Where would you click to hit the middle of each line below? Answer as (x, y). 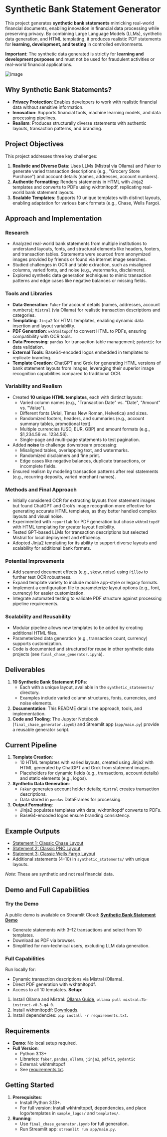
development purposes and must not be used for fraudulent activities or (80, 59)
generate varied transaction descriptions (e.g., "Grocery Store (76, 171)
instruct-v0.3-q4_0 (33, 1005)
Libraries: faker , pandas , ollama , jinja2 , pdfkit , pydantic (78, 1059)
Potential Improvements (35, 561)
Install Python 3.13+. (40, 1102)
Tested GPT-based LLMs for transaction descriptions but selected (80, 532)
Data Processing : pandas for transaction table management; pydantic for (87, 341)
